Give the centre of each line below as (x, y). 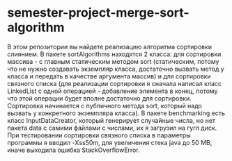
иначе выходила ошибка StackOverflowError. (74, 150)
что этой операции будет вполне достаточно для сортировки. (99, 98)
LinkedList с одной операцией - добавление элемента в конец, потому (113, 91)
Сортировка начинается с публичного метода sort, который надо (105, 105)
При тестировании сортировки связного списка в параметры (99, 135)
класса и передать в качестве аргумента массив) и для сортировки (109, 76)
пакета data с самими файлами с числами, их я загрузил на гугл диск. (112, 128)
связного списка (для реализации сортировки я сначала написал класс (114, 83)
